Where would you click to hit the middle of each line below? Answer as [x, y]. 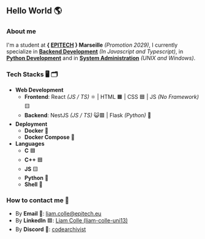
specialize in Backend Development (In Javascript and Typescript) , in [95, 51]
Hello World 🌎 [34, 11]
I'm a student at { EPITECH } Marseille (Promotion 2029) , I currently [92, 45]
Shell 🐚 [33, 184]
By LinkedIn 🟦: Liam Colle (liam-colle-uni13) [72, 221]
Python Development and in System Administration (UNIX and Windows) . [101, 58]
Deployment [31, 124]
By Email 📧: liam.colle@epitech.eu [58, 214]
